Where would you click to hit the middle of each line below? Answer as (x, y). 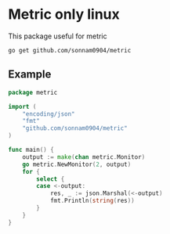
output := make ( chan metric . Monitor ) (84, 157)
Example (30, 75)
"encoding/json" (49, 114)
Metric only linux (64, 14)
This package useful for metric (58, 36)
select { (51, 179)
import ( (22, 106)
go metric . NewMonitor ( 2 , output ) (77, 164)
